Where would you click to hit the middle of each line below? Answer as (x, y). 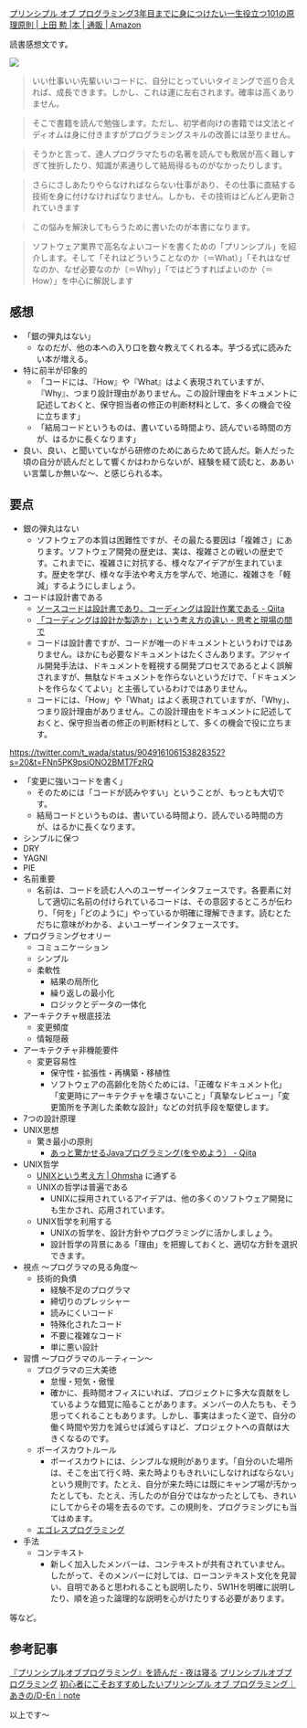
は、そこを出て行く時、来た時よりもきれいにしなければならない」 (172, 1472)
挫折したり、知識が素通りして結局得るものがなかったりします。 (168, 165)
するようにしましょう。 (96, 585)
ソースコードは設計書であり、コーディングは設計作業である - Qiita (160, 608)
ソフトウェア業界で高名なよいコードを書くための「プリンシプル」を (160, 246)
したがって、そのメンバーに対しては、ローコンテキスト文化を (165, 1575)
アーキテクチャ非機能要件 (70, 1050)
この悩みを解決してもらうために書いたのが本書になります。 (143, 227)
